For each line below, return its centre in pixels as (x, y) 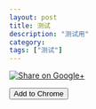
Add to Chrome (39, 94)
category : (28, 42)
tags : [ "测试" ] (36, 51)
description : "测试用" (49, 34)
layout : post (33, 17)
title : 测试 (30, 26)
